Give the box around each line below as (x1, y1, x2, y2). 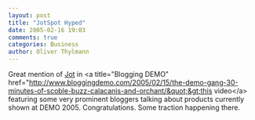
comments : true (8, 33, 58, 42)
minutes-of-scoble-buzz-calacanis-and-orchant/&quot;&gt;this (8, 86, 213, 95)
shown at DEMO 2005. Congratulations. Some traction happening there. (8, 103, 241, 112)
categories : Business (8, 41, 79, 49)
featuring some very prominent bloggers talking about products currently (8, 95, 245, 104)
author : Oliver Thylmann (8, 48, 89, 56)
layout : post (8, 11, 51, 20)
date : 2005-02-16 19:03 (8, 26, 86, 34)
